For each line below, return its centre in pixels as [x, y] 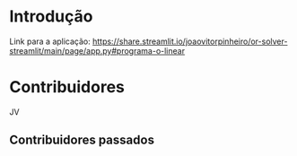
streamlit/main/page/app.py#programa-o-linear [97, 50]
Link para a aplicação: [50, 41]
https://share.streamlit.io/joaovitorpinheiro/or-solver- [190, 41]
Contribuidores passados [82, 140]
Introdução [51, 17]
